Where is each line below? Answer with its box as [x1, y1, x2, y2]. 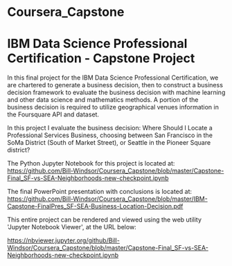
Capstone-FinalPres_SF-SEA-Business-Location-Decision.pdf [7, 202, 184, 211]
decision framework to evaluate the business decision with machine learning [7, 88, 226, 97]
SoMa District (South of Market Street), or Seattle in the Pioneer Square [7, 139, 211, 147]
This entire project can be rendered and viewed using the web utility [7, 215, 202, 224]
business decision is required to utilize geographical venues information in [7, 103, 220, 112]
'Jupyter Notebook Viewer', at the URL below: [7, 223, 136, 231]
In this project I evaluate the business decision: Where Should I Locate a [7, 124, 213, 132]
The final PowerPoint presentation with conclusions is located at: [7, 188, 193, 196]
